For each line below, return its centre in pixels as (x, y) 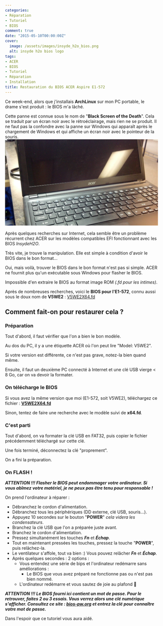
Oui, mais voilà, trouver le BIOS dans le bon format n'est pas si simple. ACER (81, 268)
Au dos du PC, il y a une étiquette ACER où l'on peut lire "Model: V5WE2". (78, 346)
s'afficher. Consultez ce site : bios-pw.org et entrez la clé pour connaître (80, 604)
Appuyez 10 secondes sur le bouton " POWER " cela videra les (73, 517)
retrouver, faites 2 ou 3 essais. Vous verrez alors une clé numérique (75, 599)
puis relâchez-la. (29, 548)
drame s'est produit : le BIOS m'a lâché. (45, 106)
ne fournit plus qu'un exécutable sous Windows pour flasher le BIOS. (74, 272)
